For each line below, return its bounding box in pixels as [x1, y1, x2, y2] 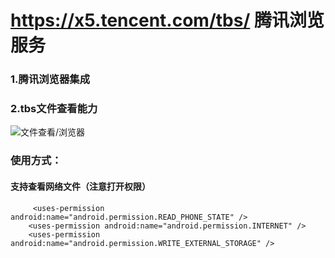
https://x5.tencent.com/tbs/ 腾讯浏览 [10, 9, 325, 32]
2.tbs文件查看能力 [10, 102, 98, 116]
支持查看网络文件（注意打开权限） [10, 180, 151, 192]
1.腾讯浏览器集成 [10, 72, 91, 86]
